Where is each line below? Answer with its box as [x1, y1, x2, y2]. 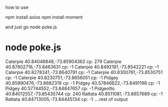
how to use [5, 5, 29, 10]
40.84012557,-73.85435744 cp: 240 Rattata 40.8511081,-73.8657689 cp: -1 [5, 91, 163, 97]
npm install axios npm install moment [5, 14, 83, 20]
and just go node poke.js [5, 24, 57, 30]
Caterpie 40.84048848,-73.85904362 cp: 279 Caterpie [5, 58, 122, 64]
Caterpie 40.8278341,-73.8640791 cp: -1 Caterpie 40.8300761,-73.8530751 [5, 69, 163, 75]
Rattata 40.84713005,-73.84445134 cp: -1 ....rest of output [5, 96, 128, 102]
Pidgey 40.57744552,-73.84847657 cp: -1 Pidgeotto [5, 85, 115, 91]
